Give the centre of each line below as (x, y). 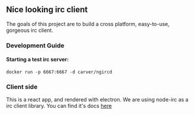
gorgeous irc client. (30, 30)
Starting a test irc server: (38, 60)
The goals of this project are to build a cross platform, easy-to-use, (88, 24)
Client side (22, 87)
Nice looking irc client (47, 10)
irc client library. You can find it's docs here (59, 106)
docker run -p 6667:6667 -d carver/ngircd (59, 72)
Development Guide (35, 45)
